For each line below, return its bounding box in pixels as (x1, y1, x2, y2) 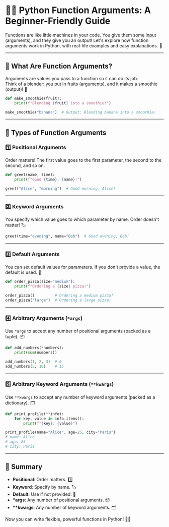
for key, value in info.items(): (14, 416, 84, 421)
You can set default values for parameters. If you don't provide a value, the (5, 264, 160, 270)
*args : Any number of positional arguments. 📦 (12, 497, 110, 503)
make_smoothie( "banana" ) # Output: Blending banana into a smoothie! (5, 109, 156, 115)
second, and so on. (5, 162, 45, 168)
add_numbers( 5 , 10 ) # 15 (5, 364, 64, 369)
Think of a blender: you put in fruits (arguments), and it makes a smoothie (5, 81, 158, 87)
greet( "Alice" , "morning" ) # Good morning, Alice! (5, 186, 116, 191)
